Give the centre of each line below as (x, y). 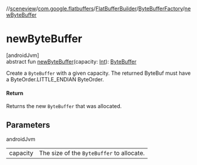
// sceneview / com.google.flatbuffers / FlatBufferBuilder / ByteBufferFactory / (96, 9)
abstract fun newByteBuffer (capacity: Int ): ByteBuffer (71, 61)
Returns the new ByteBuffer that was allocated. (64, 106)
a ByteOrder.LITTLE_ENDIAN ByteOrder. (55, 79)
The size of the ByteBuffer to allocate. (92, 153)
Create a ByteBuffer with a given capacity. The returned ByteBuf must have (99, 73)
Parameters (28, 125)
